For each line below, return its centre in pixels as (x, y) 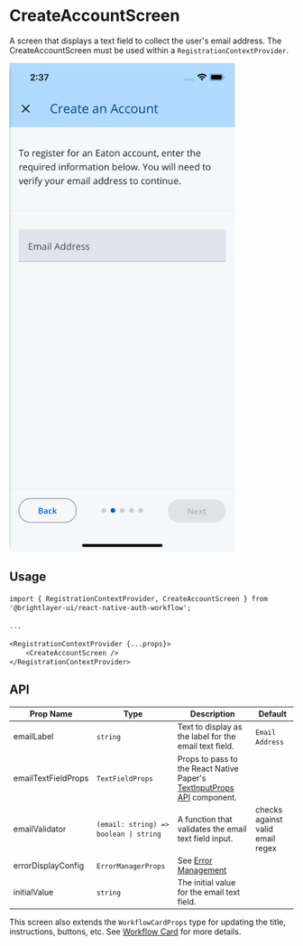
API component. (207, 797)
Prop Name (51, 714)
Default (272, 714)
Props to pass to (207, 758)
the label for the (207, 737)
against (269, 819)
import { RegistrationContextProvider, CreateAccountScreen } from (139, 598)
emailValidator (40, 829)
